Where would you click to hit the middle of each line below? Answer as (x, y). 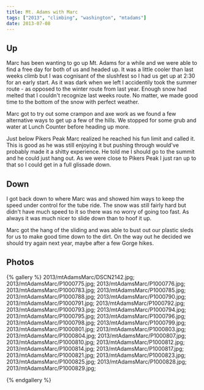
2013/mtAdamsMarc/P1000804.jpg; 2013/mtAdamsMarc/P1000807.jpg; (96, 336)
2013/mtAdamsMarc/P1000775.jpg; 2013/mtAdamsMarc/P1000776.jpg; (96, 283)
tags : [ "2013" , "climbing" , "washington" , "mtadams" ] (77, 18)
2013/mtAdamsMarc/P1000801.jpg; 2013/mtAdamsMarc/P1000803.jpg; (96, 329)
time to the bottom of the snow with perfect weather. (73, 102)
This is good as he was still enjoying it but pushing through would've (93, 145)
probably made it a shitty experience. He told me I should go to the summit (100, 152)
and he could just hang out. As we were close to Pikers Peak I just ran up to (101, 158)
